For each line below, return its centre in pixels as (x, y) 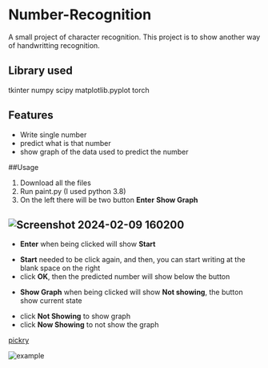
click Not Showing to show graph (75, 316)
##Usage (24, 167)
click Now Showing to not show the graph (89, 325)
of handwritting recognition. (54, 45)
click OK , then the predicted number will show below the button (125, 277)
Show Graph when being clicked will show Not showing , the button (131, 292)
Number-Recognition (80, 15)
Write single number (53, 135)
